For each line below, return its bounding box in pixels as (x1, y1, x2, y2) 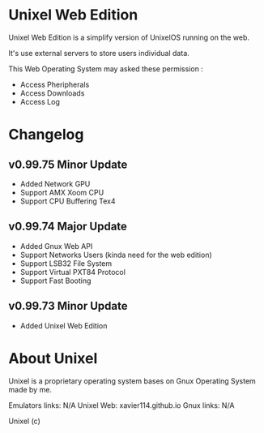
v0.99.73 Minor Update (8, 299, 128, 313)
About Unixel (8, 349, 98, 367)
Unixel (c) (8, 416, 40, 426)
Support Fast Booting (19, 276, 92, 285)
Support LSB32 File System (19, 258, 113, 268)
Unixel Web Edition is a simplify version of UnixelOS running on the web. (8, 32, 249, 42)
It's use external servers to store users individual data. (8, 48, 190, 58)
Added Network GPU (19, 178, 91, 188)
